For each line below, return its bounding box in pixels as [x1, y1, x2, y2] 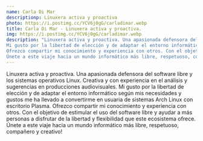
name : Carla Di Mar [6, 8, 56, 15]
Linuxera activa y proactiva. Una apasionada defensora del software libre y [6, 70, 193, 77]
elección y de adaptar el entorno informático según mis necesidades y [6, 89, 182, 96]
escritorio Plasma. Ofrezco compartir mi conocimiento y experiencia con [6, 102, 187, 109]
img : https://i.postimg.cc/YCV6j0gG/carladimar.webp [6, 31, 142, 37]
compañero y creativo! [6, 128, 63, 135]
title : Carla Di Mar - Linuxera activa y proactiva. [6, 25, 142, 32]
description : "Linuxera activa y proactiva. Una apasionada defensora [6, 37, 188, 43]
